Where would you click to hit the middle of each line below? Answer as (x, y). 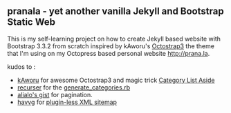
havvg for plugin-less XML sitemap (67, 102)
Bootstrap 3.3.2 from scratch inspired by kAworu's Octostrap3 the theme (111, 46)
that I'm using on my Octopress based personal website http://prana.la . (109, 53)
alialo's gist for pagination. (55, 94)
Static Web (31, 22)
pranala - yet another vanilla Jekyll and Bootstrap (115, 11)
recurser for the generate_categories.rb (73, 87)
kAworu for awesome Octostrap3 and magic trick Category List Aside (116, 80)
